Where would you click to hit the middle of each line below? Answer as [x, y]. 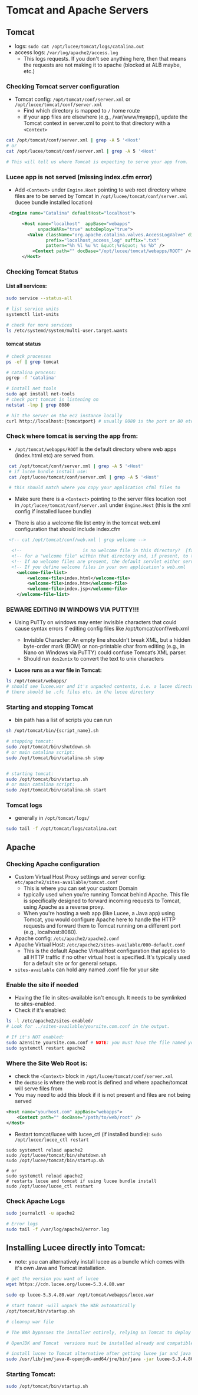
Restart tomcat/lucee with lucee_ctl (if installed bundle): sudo [88, 1134]
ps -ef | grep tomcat [33, 362]
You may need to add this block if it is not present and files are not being [103, 1095]
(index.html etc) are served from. [55, 455]
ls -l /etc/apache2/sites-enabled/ [50, 1021]
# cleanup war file [30, 1322]
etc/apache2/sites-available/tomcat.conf [66, 883]
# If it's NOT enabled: [35, 1037]
